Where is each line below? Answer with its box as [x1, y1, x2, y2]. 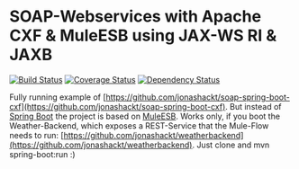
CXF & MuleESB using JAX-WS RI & [9, 25, 277, 46]
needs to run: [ [9, 129, 65, 140]
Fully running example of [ [9, 92, 106, 102]
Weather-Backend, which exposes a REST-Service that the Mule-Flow [9, 120, 269, 131]
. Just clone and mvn [192, 139, 270, 150]
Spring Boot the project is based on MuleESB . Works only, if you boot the [9, 111, 281, 121]
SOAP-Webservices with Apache [9, 6, 262, 27]
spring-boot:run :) [9, 148, 76, 159]
